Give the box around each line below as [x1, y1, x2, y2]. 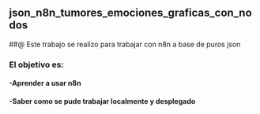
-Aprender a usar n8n [9, 79, 81, 88]
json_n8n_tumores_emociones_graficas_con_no [9, 6, 252, 20]
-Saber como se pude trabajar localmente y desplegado [9, 96, 196, 105]
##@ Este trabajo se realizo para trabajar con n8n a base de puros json [9, 39, 241, 49]
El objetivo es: [9, 59, 64, 70]
